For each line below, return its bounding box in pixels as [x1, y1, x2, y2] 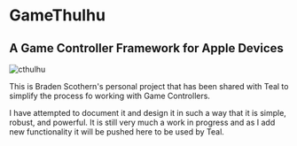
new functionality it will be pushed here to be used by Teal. [9, 127, 224, 137]
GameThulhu [9, 5, 106, 26]
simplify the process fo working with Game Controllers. [9, 90, 211, 101]
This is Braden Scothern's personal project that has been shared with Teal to [9, 81, 289, 91]
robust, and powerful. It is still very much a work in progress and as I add [9, 117, 276, 127]
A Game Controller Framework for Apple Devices [9, 41, 284, 56]
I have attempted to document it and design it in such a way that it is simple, [9, 108, 286, 118]
